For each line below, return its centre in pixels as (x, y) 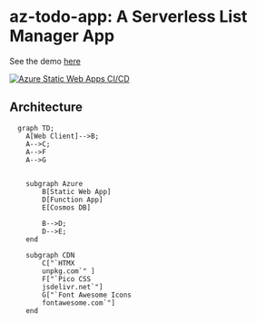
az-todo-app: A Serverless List (128, 17)
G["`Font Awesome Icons (87, 295)
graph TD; (36, 128)
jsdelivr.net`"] (73, 287)
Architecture (46, 108)
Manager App (62, 36)
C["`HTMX (59, 263)
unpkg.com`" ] (69, 271)
